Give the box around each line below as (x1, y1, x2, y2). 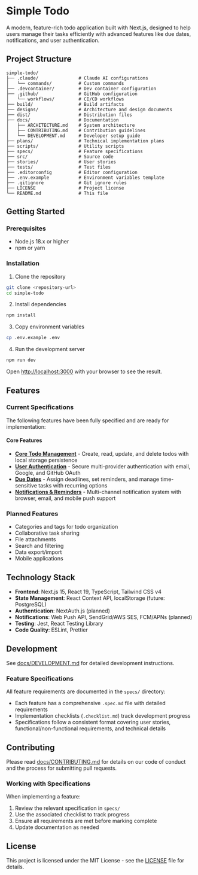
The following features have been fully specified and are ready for (6, 417, 169, 424)
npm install (6, 312, 36, 318)
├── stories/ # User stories (6, 158, 117, 165)
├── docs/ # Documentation (6, 117, 119, 123)
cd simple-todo (6, 290, 44, 296)
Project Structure (6, 54, 72, 64)
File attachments (14, 536, 56, 543)
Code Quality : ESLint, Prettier (14, 626, 89, 633)
